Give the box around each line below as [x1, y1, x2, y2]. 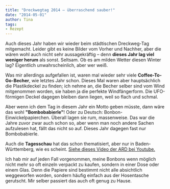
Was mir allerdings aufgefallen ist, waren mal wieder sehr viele [5, 72, 137, 78]
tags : [5, 21, 17, 27]
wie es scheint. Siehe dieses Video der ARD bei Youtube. [35, 146, 156, 152]
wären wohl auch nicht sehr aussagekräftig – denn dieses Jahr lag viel [5, 52, 155, 58]
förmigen [5, 94, 25, 100]
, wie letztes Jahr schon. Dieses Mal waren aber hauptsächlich [29, 78, 161, 84]
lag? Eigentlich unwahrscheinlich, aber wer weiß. [5, 62, 108, 68]
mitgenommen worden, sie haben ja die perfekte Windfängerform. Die [5, 88, 153, 94]
